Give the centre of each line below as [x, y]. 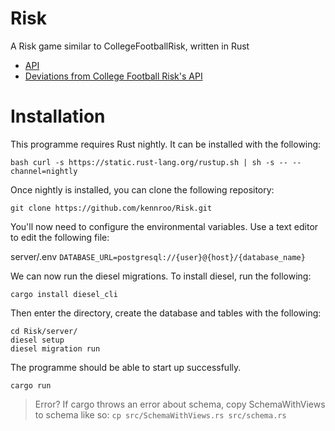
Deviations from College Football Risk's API [113, 76]
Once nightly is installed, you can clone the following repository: [142, 189]
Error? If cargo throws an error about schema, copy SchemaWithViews [180, 404]
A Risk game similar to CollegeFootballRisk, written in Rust [130, 46]
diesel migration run [55, 348]
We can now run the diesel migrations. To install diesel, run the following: [161, 276]
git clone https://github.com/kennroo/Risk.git [111, 208]
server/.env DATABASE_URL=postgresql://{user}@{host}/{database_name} [158, 256]
